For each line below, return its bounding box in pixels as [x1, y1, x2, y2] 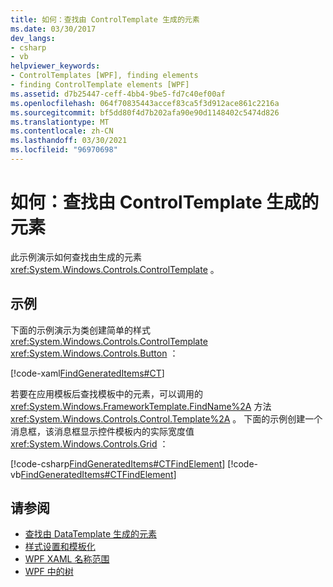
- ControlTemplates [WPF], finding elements [10, 71, 199, 81]
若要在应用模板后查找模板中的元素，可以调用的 [10, 387, 203, 400]
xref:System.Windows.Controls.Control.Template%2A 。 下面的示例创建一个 [10, 412, 323, 425]
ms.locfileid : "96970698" [10, 145, 118, 155]
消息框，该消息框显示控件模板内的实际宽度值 [10, 425, 195, 437]
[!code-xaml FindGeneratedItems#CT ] [10, 367, 165, 379]
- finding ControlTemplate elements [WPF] [10, 80, 190, 90]
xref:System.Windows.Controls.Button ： [10, 347, 179, 359]
